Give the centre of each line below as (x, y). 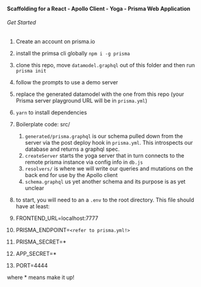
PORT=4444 (32, 265)
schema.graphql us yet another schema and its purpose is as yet (105, 181)
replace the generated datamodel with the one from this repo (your (100, 94)
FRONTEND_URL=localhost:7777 (57, 218)
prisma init (31, 71)
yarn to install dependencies (51, 112)
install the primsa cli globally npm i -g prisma (73, 53)
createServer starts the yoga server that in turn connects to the (104, 155)
